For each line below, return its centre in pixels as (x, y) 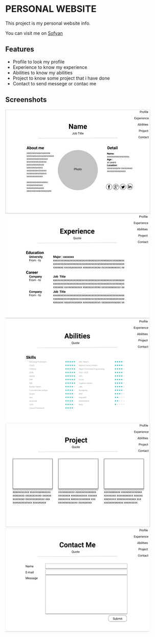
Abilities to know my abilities (42, 72)
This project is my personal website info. (48, 23)
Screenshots (26, 100)
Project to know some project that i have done (61, 78)
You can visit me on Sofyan (34, 33)
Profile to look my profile (39, 62)
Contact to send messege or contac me (54, 83)
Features (20, 49)
